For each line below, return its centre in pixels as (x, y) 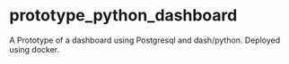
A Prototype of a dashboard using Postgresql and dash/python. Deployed (145, 40)
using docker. (35, 49)
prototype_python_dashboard (123, 16)
